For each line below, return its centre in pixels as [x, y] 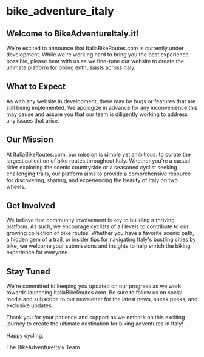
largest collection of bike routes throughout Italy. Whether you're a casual [98, 161]
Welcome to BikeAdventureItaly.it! [73, 34]
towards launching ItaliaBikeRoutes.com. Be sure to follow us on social [94, 293]
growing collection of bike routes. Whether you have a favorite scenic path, [100, 233]
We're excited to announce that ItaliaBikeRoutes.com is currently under [95, 48]
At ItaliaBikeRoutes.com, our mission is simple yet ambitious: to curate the [99, 154]
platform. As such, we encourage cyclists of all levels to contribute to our [98, 226]
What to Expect [36, 87]
